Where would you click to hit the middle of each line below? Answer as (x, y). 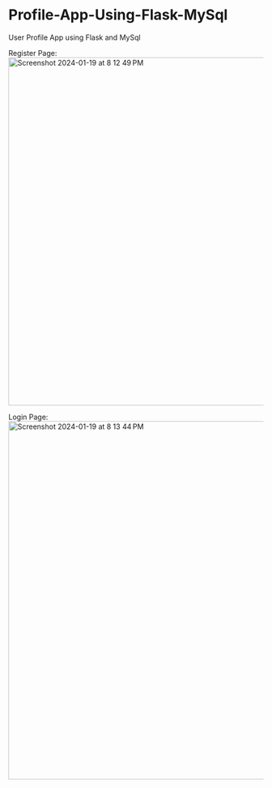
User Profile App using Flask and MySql (74, 37)
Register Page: (33, 53)
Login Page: (28, 417)
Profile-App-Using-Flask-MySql (118, 15)
